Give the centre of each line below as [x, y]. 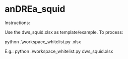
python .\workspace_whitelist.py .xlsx [43, 42]
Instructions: [17, 23]
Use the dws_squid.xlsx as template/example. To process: [64, 32]
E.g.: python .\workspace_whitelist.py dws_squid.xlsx [59, 51]
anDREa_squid [35, 9]
